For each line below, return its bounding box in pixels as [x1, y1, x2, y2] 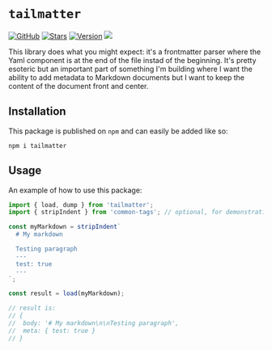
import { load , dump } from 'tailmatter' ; [8, 200, 154, 209]
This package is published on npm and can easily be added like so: [8, 126, 228, 136]
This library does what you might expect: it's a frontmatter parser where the [8, 47, 261, 57]
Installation [8, 104, 66, 119]
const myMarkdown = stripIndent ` [8, 223, 121, 231]
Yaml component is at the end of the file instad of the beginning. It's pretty [8, 55, 257, 65]
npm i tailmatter [8, 141, 67, 150]
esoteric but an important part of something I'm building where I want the [8, 64, 253, 74]
